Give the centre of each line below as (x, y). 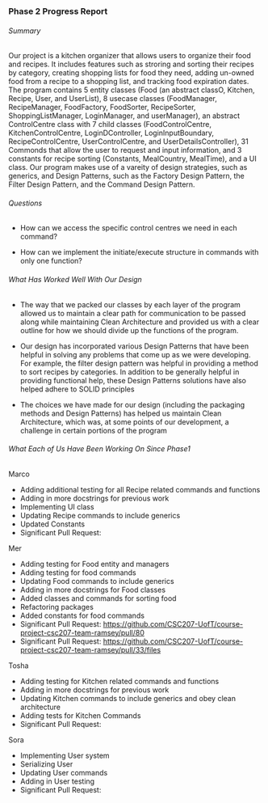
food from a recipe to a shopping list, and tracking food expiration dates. (129, 82)
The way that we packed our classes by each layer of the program (130, 304)
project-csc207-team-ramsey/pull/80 (82, 632)
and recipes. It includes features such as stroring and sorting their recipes (131, 64)
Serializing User (46, 764)
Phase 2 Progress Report (58, 11)
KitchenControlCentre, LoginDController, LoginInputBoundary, (111, 133)
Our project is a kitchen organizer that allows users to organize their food (130, 56)
